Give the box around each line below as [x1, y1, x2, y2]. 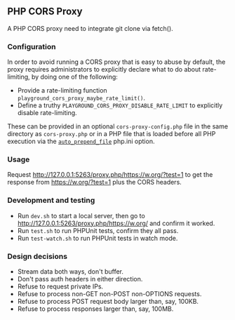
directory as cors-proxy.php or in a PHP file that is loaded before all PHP [7, 130, 216, 138]
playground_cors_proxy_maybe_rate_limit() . [17, 94, 146, 102]
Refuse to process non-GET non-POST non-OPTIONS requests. [17, 290, 202, 298]
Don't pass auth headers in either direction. [17, 275, 143, 283]
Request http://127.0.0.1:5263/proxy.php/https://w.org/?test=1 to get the [7, 171, 213, 179]
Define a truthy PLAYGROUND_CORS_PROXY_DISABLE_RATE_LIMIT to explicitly [17, 101, 223, 109]
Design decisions [7, 251, 68, 261]
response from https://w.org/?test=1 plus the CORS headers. [7, 178, 182, 187]
